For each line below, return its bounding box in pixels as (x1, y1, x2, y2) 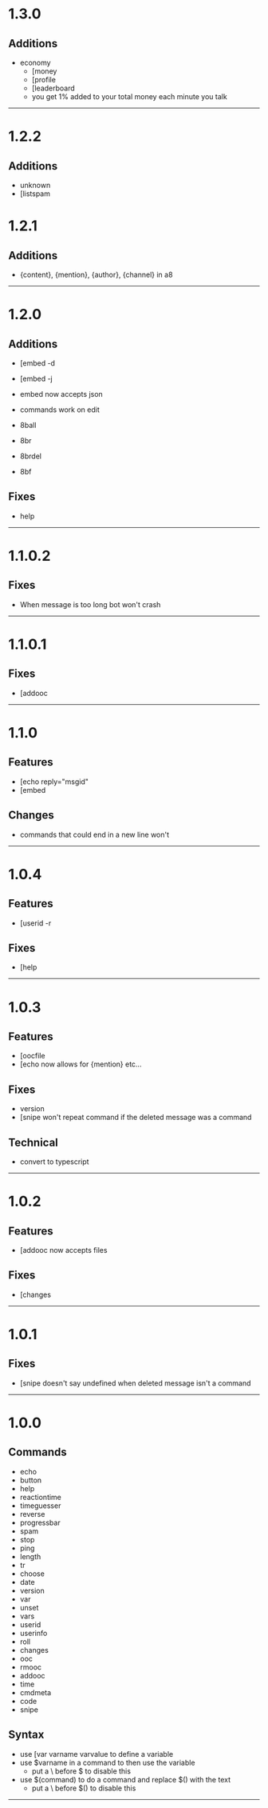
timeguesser (19, 1501, 61, 1510)
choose (19, 1569, 45, 1578)
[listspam (19, 189, 50, 198)
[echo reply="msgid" (19, 777, 89, 786)
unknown (19, 181, 51, 190)
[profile (31, 75, 56, 84)
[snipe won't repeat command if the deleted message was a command (19, 1113, 252, 1122)
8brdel (19, 451, 42, 461)
